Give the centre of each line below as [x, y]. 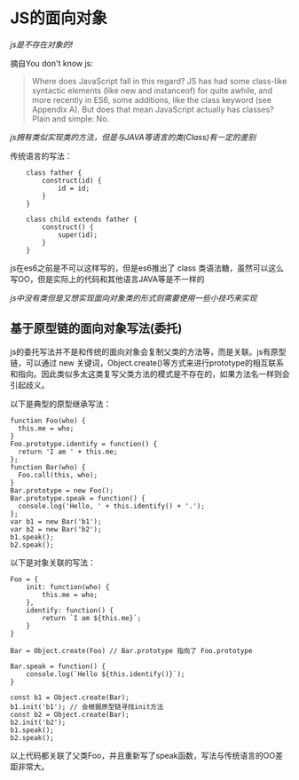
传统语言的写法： [41, 155]
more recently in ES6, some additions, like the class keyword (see [152, 99]
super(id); [78, 235]
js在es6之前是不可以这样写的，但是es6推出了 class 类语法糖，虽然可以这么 [147, 268]
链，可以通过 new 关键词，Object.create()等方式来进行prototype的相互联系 [147, 362]
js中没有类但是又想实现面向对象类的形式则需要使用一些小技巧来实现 [134, 297]
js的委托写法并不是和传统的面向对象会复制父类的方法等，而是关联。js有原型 [148, 351]
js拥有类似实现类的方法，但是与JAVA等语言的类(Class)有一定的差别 [133, 137]
